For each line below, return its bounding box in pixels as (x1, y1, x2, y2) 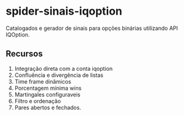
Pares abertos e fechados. (14, 104, 81, 111)
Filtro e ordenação (14, 97, 61, 104)
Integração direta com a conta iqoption (14, 65, 113, 72)
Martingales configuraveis (14, 90, 81, 98)
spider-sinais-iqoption (6, 4, 123, 18)
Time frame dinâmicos (14, 78, 72, 85)
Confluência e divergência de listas (14, 71, 103, 79)
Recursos (6, 49, 43, 59)
